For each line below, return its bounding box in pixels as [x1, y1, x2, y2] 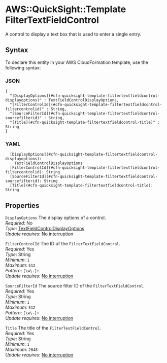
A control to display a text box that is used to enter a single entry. [5, 31, 141, 37]
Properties [5, 201, 40, 210]
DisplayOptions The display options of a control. [5, 214, 106, 221]
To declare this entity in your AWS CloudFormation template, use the [5, 59, 148, 65]
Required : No [5, 220, 33, 226]
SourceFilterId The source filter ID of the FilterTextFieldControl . [5, 283, 145, 289]
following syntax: [5, 64, 41, 70]
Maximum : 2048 [5, 346, 38, 353]
